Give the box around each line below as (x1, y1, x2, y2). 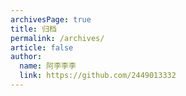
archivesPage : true (10, 14, 92, 25)
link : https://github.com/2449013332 (19, 71, 177, 81)
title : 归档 (10, 24, 57, 34)
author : (10, 52, 43, 62)
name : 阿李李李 (19, 61, 77, 71)
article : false (10, 42, 74, 53)
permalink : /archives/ (10, 33, 105, 43)
